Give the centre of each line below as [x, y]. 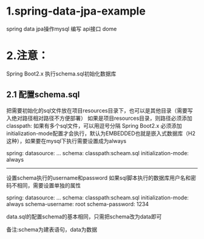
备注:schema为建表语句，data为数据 [52, 229]
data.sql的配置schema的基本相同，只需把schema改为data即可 [84, 216]
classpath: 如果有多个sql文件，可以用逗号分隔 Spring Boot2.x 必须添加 [94, 125]
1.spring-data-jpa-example [76, 11]
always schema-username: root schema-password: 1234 [77, 204]
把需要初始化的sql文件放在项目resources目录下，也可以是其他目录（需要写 [100, 110]
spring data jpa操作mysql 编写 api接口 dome [62, 29]
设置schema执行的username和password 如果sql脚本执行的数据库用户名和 [99, 178]
